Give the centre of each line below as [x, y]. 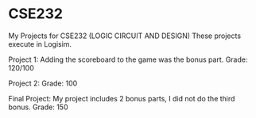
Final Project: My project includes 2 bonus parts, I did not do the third [122, 98]
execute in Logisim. [40, 44]
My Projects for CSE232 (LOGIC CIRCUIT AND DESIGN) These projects [124, 36]
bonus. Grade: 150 [38, 107]
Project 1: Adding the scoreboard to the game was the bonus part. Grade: [128, 59]
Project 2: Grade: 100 [43, 83]
